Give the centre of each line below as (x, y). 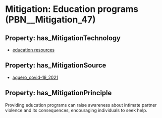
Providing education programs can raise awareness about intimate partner (81, 105)
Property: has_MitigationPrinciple (58, 93)
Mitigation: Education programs (72, 9)
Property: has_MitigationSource (56, 65)
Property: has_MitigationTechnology (63, 38)
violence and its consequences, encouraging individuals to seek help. (76, 110)
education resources (33, 50)
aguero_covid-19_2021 (35, 77)
